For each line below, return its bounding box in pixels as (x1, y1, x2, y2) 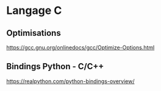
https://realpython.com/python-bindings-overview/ (6, 77, 135, 85)
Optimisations (6, 28, 61, 38)
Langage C (6, 4, 62, 18)
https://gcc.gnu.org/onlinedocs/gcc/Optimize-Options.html (6, 44, 155, 51)
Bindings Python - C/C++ (6, 61, 104, 72)
